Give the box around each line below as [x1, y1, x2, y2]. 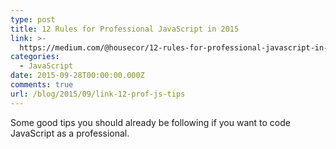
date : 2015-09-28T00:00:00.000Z [10, 71, 145, 81]
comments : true [10, 80, 74, 90]
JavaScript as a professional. [10, 127, 130, 139]
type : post [10, 14, 56, 25]
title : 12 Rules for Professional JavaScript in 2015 [10, 24, 240, 34]
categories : [10, 52, 60, 62]
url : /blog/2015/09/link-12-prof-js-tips [10, 89, 186, 99]
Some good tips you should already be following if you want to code [10, 116, 291, 128]
